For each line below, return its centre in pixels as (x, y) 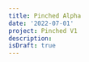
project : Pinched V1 (43, 31)
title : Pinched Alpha (45, 16)
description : (30, 38)
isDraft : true (32, 46)
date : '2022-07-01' (41, 23)
